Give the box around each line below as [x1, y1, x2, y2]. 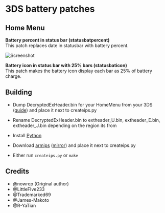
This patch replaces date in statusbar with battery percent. [5, 42, 129, 49]
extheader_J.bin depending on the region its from [12, 122, 117, 129]
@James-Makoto [12, 197, 50, 203]
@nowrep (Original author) [12, 180, 69, 187]
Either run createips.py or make [12, 152, 78, 158]
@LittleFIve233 [12, 186, 45, 192]
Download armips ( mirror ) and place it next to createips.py [12, 142, 136, 148]
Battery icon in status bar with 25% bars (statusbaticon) [5, 62, 127, 68]
